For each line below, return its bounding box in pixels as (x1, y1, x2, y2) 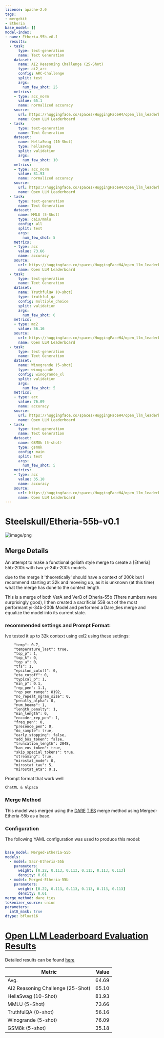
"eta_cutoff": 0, (14, 673, 49, 678)
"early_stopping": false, (14, 733, 67, 738)
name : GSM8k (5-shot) (18, 440, 62, 445)
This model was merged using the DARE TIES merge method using (5, 808, 139, 813)
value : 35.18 (18, 477, 45, 481)
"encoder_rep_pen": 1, (14, 715, 60, 721)
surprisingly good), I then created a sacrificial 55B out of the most (5, 599, 138, 605)
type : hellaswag (18, 144, 51, 149)
